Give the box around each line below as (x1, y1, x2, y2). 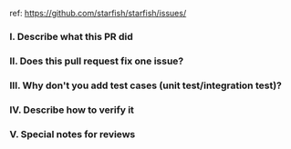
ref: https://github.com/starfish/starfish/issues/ (9, 8, 187, 18)
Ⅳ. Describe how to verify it (9, 104, 135, 116)
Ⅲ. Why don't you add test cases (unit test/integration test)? (9, 79, 283, 92)
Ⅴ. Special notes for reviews (9, 127, 136, 140)
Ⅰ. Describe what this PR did (9, 30, 134, 43)
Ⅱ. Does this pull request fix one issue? (9, 55, 184, 67)
